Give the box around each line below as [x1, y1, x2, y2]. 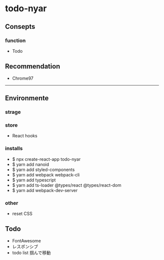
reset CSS [12, 211, 33, 217]
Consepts [5, 22, 36, 31]
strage [5, 108, 21, 115]
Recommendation [5, 62, 60, 71]
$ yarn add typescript [12, 177, 56, 183]
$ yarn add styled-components [12, 167, 75, 173]
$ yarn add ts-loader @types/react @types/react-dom [12, 182, 122, 188]
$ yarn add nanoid [12, 161, 49, 167]
